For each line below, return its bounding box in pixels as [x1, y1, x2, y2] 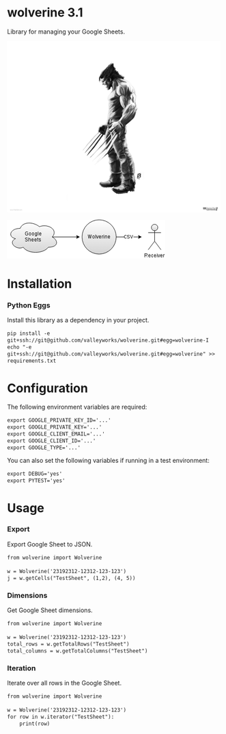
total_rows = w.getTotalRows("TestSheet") [7, 641, 130, 648]
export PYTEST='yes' [7, 477, 66, 484]
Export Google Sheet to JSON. [7, 540, 93, 548]
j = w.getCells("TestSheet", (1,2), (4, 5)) [7, 574, 136, 581]
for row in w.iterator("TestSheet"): [7, 713, 115, 720]
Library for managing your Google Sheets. [7, 27, 125, 36]
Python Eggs [7, 301, 51, 310]
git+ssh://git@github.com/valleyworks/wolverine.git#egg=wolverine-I [7, 337, 210, 344]
